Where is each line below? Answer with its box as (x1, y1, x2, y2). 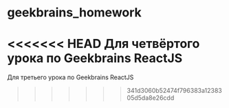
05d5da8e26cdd (127, 94, 175, 102)
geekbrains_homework (7, 5, 142, 21)
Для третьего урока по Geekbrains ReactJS (7, 73, 134, 81)
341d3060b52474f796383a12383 (127, 87, 222, 95)
